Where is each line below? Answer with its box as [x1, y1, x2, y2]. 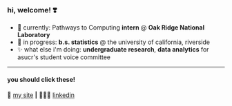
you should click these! [7, 75, 76, 83]
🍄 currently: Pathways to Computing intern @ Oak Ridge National [17, 23, 205, 32]
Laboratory [17, 31, 50, 39]
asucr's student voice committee [17, 53, 111, 61]
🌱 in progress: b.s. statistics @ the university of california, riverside [17, 38, 211, 46]
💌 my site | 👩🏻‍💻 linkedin [7, 91, 75, 99]
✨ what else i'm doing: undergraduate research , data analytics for [17, 45, 209, 54]
